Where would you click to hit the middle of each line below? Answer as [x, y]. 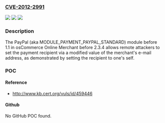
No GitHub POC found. [28, 116]
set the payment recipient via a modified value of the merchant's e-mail [78, 53]
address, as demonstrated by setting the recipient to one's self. [70, 58]
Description [20, 31]
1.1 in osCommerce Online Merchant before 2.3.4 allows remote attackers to [82, 47]
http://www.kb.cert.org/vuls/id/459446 [52, 93]
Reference [16, 82]
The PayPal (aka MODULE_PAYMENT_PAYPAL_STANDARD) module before [81, 42]
